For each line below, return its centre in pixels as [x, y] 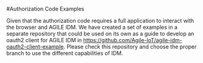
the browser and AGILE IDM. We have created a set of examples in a [92, 27]
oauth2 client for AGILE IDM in [44, 40]
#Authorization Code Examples [45, 9]
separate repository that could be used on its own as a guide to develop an [100, 34]
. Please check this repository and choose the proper [130, 46]
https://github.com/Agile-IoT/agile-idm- [133, 40]
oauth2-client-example [35, 46]
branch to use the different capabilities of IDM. [65, 53]
